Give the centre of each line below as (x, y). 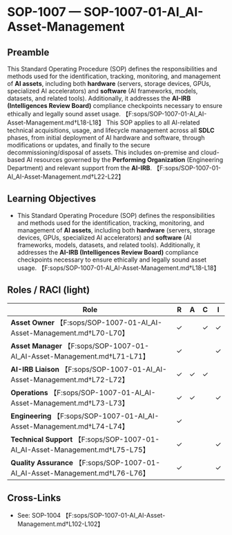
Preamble (28, 52)
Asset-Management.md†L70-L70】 (70, 333)
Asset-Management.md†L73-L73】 (70, 403)
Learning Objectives (52, 199)
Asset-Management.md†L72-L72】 (70, 379)
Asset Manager (36, 345)
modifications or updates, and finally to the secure (79, 145)
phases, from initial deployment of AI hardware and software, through (106, 138)
